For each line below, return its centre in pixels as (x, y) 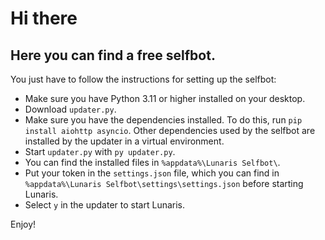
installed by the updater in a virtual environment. (124, 141)
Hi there (44, 18)
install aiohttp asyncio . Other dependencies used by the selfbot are (170, 130)
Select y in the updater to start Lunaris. (105, 205)
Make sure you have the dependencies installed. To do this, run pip (163, 120)
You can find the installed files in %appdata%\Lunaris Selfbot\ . (152, 162)
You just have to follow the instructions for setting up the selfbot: (143, 79)
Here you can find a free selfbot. (113, 55)
